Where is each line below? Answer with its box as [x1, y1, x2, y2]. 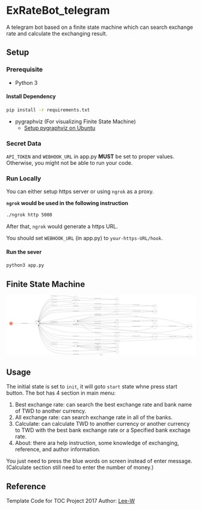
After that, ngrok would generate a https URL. [6, 223, 119, 230]
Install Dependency [6, 93, 56, 100]
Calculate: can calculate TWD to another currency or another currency [14, 420, 190, 428]
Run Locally [6, 174, 42, 182]
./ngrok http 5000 [6, 212, 52, 218]
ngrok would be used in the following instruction [6, 200, 128, 207]
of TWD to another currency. [14, 407, 86, 415]
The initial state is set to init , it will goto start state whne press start [6, 383, 178, 390]
